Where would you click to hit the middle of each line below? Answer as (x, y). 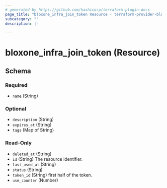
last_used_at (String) (34, 164)
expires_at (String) (32, 125)
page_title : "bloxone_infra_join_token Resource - (59, 14)
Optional (16, 109)
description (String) (33, 120)
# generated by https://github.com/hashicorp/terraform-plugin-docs (78, 10)
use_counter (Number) (35, 180)
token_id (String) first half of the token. (52, 175)
